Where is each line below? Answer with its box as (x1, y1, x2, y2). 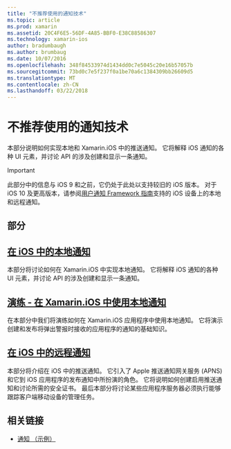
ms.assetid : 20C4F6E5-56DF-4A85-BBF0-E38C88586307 (7, 29, 156, 37)
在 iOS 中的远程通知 (7, 347, 91, 359)
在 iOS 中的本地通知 (7, 245, 91, 257)
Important (7, 166, 35, 175)
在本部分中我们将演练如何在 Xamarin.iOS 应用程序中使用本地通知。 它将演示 (7, 316, 223, 324)
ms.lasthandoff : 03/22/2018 (7, 87, 89, 94)
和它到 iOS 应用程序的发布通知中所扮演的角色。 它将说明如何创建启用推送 (7, 375, 216, 383)
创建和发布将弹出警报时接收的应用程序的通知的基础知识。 (7, 325, 171, 333)
